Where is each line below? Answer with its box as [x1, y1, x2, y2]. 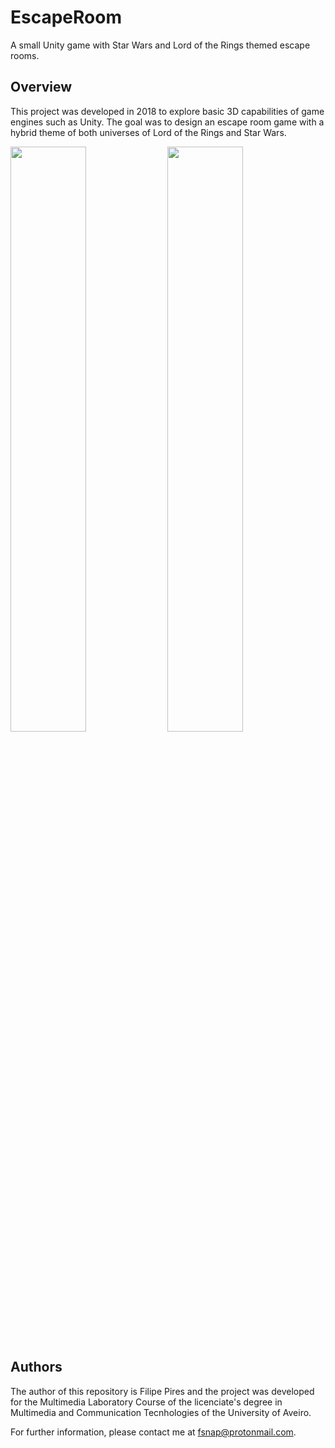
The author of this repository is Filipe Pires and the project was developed [10, 1385, 315, 1397]
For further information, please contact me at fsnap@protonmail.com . [10, 1426, 297, 1438]
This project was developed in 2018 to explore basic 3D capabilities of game [10, 105, 325, 117]
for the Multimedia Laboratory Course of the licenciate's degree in [10, 1396, 283, 1408]
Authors [10, 1359, 63, 1376]
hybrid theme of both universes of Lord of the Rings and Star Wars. [10, 126, 287, 138]
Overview [10, 79, 73, 96]
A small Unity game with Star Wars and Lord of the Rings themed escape [10, 39, 311, 51]
